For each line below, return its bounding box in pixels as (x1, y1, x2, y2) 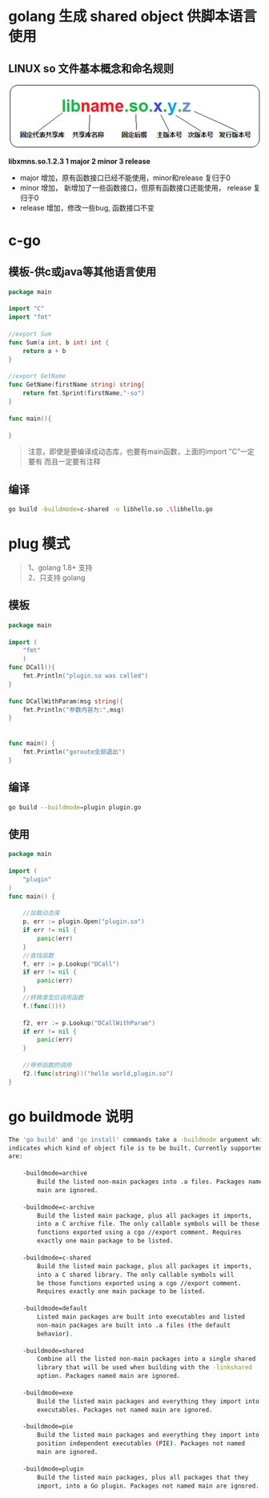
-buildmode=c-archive (22, 1203, 94, 1211)
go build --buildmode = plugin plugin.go (8, 803, 142, 811)
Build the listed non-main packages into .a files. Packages (37, 1178, 246, 1186)
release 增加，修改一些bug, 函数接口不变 (19, 203, 155, 212)
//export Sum (8, 330, 52, 339)
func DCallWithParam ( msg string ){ (8, 697, 124, 705)
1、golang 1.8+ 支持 (27, 563, 93, 572)
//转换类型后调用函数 (22, 994, 84, 1002)
